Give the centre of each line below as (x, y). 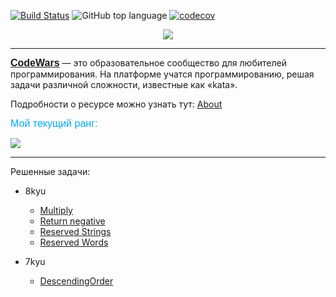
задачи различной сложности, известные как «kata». (124, 84)
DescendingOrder (76, 281)
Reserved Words (74, 242)
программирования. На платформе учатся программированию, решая (162, 74)
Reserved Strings (75, 231)
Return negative (72, 221)
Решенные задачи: (50, 171)
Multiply (56, 210)
